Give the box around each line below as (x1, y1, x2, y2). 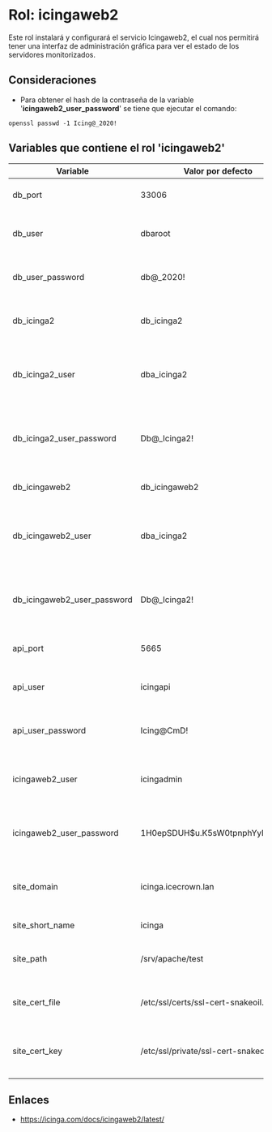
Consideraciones (8, 73, 97, 87)
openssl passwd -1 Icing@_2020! (8, 119, 117, 127)
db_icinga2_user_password (12, 433, 117, 444)
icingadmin (140, 773, 183, 785)
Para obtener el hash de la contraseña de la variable (19, 95, 194, 105)
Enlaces (8, 1093, 50, 1107)
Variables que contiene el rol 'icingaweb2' (8, 141, 225, 155)
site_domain (12, 880, 58, 892)
